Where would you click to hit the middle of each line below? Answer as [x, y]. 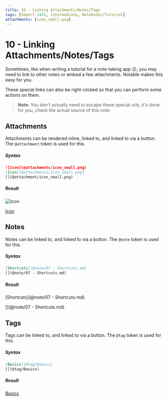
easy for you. [19, 80]
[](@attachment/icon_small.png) [39, 177]
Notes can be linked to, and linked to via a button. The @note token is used [82, 239]
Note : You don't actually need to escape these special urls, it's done [89, 105]
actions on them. [23, 95]
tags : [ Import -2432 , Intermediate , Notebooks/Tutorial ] [65, 15]
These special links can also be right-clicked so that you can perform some [83, 90]
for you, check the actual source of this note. [64, 110]
